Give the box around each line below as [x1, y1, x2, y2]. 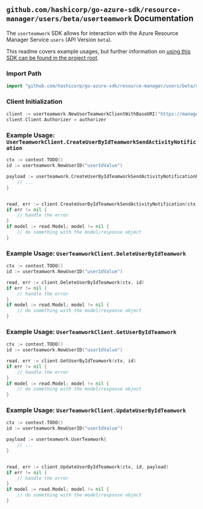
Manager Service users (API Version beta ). [6, 36, 112, 43]
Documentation [134, 13, 194, 24]
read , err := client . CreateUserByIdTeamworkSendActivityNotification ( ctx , [6, 201, 199, 207]
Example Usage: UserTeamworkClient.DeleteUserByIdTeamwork [6, 249, 186, 258]
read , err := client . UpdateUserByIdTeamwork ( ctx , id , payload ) [6, 464, 169, 470]
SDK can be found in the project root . [6, 54, 99, 61]
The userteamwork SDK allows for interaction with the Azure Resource [6, 29, 179, 36]
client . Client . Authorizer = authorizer [6, 117, 107, 123]
